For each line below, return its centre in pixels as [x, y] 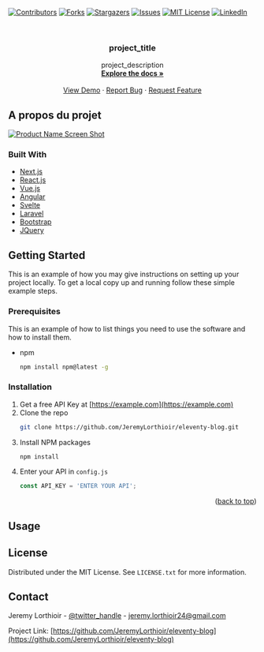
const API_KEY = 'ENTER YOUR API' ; [78, 486]
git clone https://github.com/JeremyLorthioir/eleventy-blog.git [129, 427]
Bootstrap [35, 222]
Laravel [32, 214]
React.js [33, 180]
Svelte [30, 205]
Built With [28, 155]
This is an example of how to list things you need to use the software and [127, 328]
